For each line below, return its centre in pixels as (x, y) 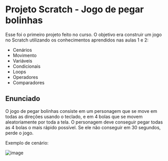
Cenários (22, 50)
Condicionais (27, 66)
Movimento (25, 55)
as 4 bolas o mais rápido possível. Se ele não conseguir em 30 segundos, (83, 127)
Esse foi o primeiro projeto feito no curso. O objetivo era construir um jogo (84, 34)
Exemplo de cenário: (27, 143)
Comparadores (28, 83)
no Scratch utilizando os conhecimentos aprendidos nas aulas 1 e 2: (77, 40)
